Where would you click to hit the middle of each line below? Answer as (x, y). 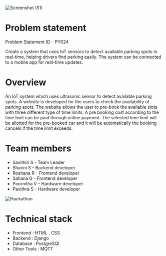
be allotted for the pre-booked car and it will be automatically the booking (81, 123)
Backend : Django (30, 238)
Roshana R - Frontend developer (46, 173)
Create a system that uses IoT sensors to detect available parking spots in (81, 51)
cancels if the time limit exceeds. (39, 128)
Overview (26, 82)
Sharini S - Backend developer (44, 167)
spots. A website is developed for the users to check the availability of (77, 101)
